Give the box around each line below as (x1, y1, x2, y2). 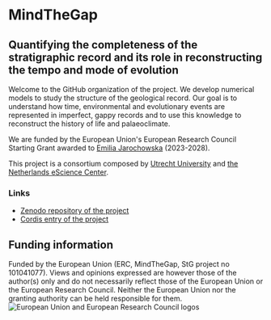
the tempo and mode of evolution (8, 63, 180, 77)
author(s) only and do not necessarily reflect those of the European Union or (8, 276, 264, 286)
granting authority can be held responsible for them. (8, 293, 183, 304)
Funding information (8, 238, 113, 251)
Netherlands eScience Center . (8, 167, 109, 177)
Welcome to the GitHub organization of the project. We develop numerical (8, 85, 255, 94)
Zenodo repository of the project (19, 206, 129, 216)
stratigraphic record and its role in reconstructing (8, 50, 263, 64)
